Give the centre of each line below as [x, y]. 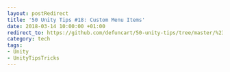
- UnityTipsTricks [33, 58]
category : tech [29, 39]
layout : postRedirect [38, 13]
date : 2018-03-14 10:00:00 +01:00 [56, 26]
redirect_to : [26, 33]
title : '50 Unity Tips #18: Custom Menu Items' [76, 20]
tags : [15, 45]
